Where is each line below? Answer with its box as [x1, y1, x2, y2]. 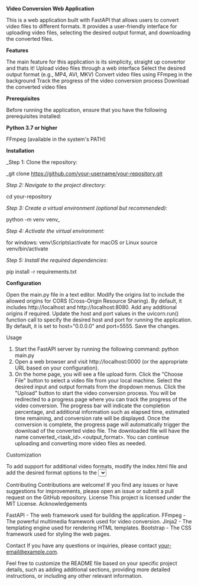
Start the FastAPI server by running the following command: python [14, 346, 179, 352]
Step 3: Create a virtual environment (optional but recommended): [6, 204, 167, 211]
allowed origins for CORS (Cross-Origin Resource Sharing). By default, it [6, 297, 182, 304]
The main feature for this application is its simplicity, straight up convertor [6, 59, 186, 65]
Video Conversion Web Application [6, 5, 95, 12]
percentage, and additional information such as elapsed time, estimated [14, 409, 190, 415]
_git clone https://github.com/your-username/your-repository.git [6, 170, 163, 177]
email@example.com [6, 548, 57, 555]
